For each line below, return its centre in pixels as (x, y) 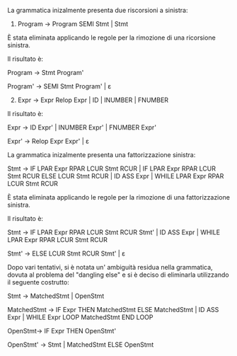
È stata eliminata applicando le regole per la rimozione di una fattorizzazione (118, 197)
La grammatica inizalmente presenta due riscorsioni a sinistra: (98, 10)
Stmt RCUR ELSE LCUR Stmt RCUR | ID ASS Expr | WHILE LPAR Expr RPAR (116, 176)
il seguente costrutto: (38, 282)
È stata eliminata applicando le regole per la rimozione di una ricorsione (111, 38)
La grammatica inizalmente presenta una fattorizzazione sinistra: (102, 155)
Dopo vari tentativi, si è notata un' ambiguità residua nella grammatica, (110, 267)
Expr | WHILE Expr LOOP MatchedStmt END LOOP (80, 317)
